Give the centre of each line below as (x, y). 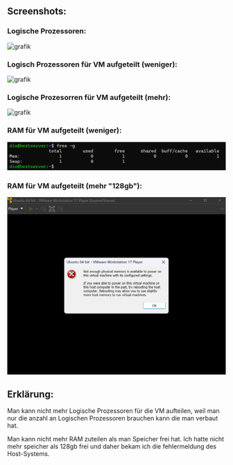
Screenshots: (37, 11)
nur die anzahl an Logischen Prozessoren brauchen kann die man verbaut (113, 418)
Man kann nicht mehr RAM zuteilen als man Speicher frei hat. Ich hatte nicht (115, 439)
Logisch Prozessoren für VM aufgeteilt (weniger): (93, 64)
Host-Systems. (28, 454)
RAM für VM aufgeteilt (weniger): (64, 130)
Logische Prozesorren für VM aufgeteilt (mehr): (89, 97)
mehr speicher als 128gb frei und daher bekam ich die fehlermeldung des (112, 446)
